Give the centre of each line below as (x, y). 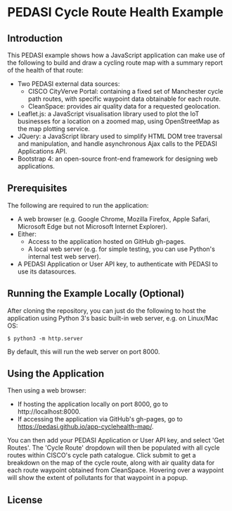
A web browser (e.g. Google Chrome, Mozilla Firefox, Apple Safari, (114, 218)
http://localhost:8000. (49, 412)
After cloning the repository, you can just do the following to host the (107, 310)
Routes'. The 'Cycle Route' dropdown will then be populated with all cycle (114, 448)
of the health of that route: (45, 70)
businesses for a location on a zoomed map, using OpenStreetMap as (118, 121)
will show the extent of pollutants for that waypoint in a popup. (98, 478)
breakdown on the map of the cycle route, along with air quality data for (111, 463)
